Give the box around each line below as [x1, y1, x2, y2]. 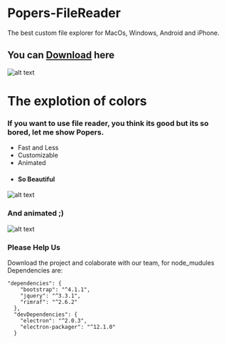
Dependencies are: [7, 266, 63, 275]
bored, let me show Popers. [7, 127, 104, 137]
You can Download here [7, 49, 115, 61]
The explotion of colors [7, 93, 147, 109]
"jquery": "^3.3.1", [20, 292, 81, 300]
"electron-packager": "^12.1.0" [20, 324, 116, 331]
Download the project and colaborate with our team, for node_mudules [7, 258, 215, 268]
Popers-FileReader [7, 5, 121, 21]
